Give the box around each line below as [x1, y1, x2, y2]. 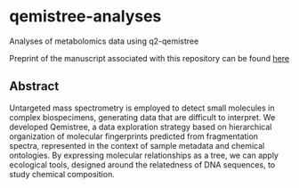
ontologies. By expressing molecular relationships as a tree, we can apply [9, 150, 279, 160]
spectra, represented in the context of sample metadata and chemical [9, 140, 265, 151]
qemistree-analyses [9, 6, 162, 27]
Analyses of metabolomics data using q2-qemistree [9, 36, 199, 46]
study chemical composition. [9, 168, 116, 179]
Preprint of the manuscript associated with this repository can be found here [9, 53, 290, 63]
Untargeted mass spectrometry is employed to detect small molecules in [9, 102, 275, 113]
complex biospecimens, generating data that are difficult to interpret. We [9, 111, 276, 122]
